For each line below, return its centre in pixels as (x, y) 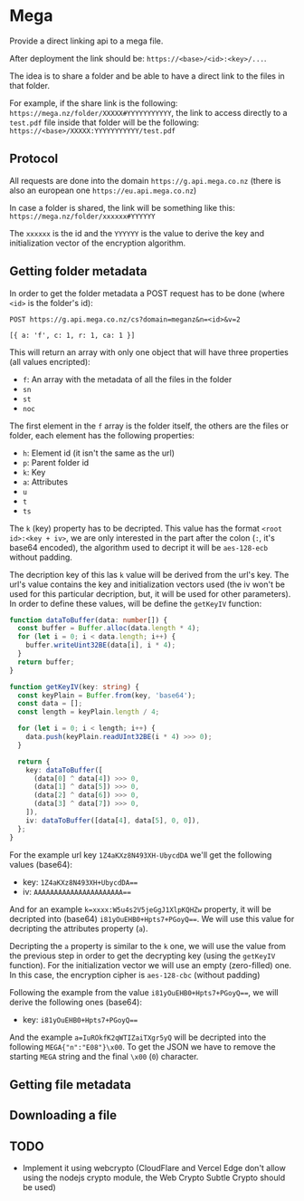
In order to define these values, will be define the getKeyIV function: (136, 603)
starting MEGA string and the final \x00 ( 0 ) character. (104, 1056)
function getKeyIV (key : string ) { (75, 687)
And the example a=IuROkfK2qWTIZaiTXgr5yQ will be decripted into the (138, 1037)
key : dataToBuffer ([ (64, 770)
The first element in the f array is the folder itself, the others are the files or (149, 426)
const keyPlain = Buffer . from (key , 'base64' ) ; (107, 695)
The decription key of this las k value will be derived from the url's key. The (149, 574)
